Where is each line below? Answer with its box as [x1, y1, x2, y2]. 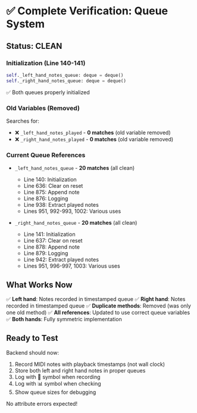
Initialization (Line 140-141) [6, 58, 86, 67]
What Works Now [6, 280, 73, 290]
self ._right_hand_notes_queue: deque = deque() [6, 77, 127, 84]
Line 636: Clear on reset [23, 182, 83, 190]
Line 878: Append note [23, 243, 80, 251]
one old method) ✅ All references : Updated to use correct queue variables [6, 309, 190, 316]
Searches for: [6, 117, 40, 125]
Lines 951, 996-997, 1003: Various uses [23, 262, 120, 269]
